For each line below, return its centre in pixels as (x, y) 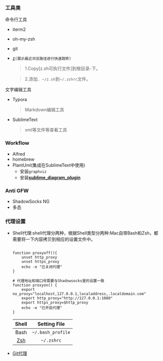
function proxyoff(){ (35, 253)
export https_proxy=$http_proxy (55, 303)
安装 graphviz (33, 171)
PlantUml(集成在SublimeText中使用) (49, 165)
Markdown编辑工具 (44, 110)
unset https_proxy (41, 262)
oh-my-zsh (24, 39)
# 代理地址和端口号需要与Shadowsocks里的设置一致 (58, 281)
